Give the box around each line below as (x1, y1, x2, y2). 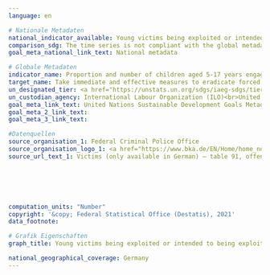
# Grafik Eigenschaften (8, 232, 88, 240)
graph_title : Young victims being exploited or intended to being (8, 240, 235, 248)
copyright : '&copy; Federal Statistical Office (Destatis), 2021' (8, 210, 235, 218)
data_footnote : (8, 218, 59, 226)
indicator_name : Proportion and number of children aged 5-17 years (8, 71, 243, 79)
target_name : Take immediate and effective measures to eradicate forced (8, 78, 261, 86)
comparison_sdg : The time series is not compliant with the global (8, 41, 239, 49)
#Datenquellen (8, 130, 56, 138)
